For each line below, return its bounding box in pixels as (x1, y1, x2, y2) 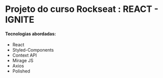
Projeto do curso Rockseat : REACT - (5, 3, 159, 15)
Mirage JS (12, 58, 34, 64)
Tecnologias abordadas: (5, 31, 56, 37)
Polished (12, 68, 31, 74)
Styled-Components (12, 47, 54, 53)
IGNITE (5, 14, 35, 25)
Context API (12, 52, 37, 58)
